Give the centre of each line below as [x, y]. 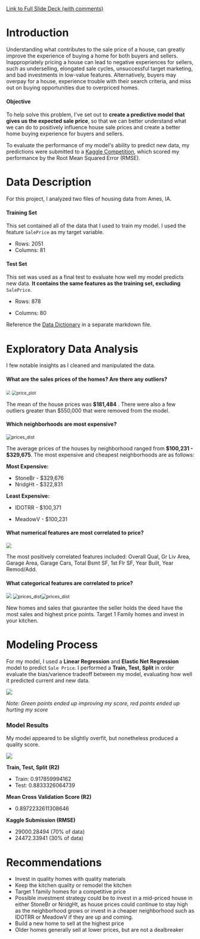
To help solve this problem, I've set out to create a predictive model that [96, 115]
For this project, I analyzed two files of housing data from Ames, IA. [89, 199]
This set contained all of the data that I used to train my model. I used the [96, 226]
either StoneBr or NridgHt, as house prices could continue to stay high [101, 904]
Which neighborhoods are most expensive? [61, 424]
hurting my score [27, 710]
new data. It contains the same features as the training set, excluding [93, 283]
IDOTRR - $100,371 [38, 507]
